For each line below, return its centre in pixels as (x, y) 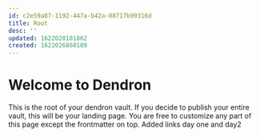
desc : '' (23, 30)
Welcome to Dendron (80, 85)
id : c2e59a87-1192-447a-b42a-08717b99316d (80, 16)
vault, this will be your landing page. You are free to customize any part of (130, 116)
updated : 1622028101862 (48, 38)
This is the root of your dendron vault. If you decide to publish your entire (129, 107)
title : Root (28, 23)
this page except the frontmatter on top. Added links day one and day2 (125, 124)
